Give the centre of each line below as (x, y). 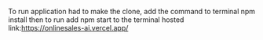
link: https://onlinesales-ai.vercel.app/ (68, 28)
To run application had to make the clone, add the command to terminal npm (132, 11)
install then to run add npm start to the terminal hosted (96, 20)
